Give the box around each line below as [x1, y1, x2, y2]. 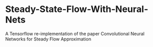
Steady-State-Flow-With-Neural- [5, 3, 148, 15]
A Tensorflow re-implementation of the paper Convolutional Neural [5, 30, 145, 36]
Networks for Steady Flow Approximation [5, 36, 91, 42]
